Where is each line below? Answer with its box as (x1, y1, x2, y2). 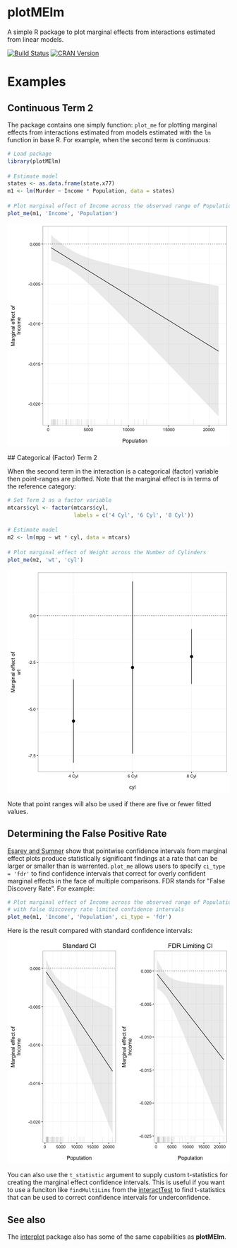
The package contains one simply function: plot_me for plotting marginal (7, 120, 217, 129)
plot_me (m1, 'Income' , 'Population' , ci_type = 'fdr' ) (7, 914, 172, 921)
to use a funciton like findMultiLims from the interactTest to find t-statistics (7, 1186, 226, 1194)
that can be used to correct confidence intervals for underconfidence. (7, 1193, 211, 1202)
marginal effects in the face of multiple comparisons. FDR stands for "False (7, 876, 226, 885)
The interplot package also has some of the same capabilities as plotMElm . (7, 1232, 227, 1241)
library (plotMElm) (7, 157, 61, 165)
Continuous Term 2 (7, 102, 94, 114)
